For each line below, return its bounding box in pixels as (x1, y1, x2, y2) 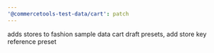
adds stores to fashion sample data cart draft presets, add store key (7, 30, 207, 38)
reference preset (7, 37, 57, 46)
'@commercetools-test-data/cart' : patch (7, 10, 130, 18)
